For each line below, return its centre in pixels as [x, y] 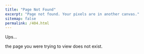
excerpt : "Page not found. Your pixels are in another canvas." [72, 14]
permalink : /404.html [27, 23]
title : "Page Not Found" [30, 9]
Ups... [11, 37]
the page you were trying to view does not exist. [54, 46]
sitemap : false [21, 18]
